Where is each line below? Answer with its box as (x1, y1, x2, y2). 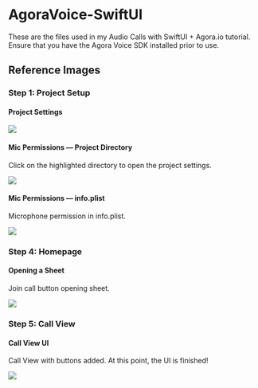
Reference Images (8, 64, 101, 77)
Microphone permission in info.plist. (8, 211, 126, 221)
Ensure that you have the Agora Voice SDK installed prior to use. (8, 40, 220, 49)
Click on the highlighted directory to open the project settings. (8, 160, 213, 170)
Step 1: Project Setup (8, 88, 91, 99)
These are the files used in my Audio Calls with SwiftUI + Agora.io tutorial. (8, 32, 251, 41)
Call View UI (8, 338, 49, 347)
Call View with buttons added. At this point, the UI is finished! (8, 356, 209, 366)
